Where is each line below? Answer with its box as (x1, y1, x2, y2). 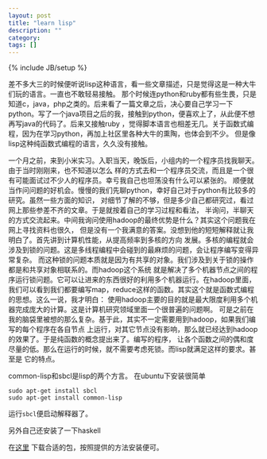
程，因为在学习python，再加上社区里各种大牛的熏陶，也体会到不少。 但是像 (8, 129, 256, 139)
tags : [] (8, 41, 37, 49)
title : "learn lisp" (8, 19, 77, 27)
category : (8, 33, 41, 42)
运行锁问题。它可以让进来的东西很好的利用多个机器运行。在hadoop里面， (14, 275, 257, 284)
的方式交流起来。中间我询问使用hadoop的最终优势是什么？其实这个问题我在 (8, 215, 257, 225)
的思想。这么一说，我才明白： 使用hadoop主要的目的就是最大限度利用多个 (8, 295, 252, 304)
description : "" (8, 26, 62, 34)
